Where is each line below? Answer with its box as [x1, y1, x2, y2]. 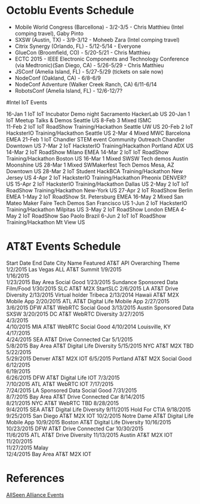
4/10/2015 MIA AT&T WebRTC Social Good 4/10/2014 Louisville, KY [6, 323, 171, 330]
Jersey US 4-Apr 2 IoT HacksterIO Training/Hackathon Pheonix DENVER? [6, 174, 187, 181]
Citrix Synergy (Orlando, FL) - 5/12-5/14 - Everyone [14, 43, 141, 50]
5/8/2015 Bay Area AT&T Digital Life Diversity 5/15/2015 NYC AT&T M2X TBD [6, 342, 194, 349]
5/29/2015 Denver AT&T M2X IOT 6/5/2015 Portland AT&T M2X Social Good [6, 355, 192, 362]
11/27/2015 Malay [6, 444, 49, 451]
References [6, 472, 64, 485]
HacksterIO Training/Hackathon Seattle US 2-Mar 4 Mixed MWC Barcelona [6, 129, 191, 137]
